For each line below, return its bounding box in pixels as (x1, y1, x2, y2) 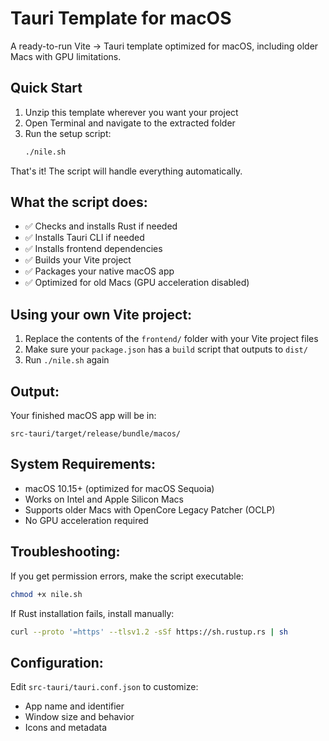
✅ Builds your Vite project (24, 254, 132, 266)
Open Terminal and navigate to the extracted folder (24, 117, 236, 129)
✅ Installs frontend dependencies (24, 243, 163, 255)
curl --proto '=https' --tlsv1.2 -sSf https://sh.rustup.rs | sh (10, 627, 288, 637)
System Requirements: (10, 456, 156, 473)
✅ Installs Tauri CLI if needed (24, 232, 145, 244)
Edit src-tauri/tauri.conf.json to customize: (10, 681, 199, 693)
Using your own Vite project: (10, 306, 193, 323)
